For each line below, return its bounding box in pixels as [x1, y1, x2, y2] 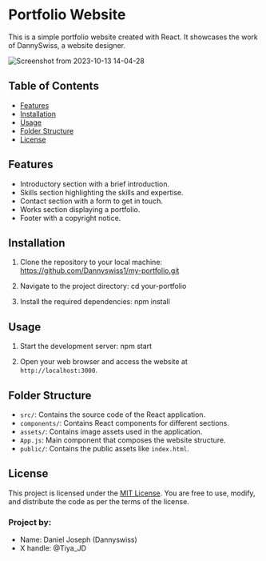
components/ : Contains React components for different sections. [19, 419, 229, 427]
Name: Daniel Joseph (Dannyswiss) [19, 535, 137, 545]
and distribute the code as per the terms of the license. [8, 496, 189, 506]
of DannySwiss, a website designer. [8, 40, 126, 50]
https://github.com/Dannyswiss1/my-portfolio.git [19, 266, 180, 275]
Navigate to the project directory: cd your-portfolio [19, 282, 187, 291]
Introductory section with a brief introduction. [19, 178, 170, 189]
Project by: [8, 516, 52, 527]
